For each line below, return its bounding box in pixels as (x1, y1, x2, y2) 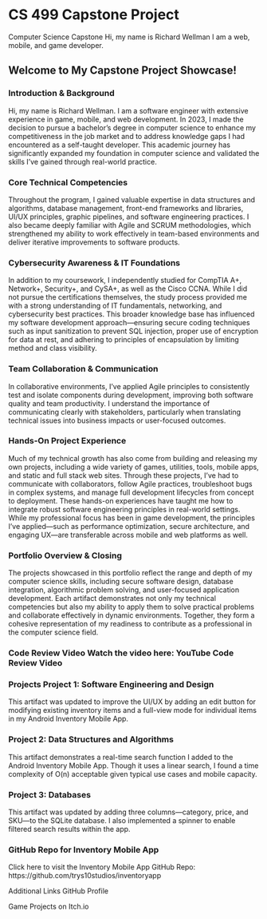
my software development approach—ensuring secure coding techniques (8, 318, 250, 328)
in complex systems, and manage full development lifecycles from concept (8, 487, 254, 497)
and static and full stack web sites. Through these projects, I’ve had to (8, 470, 239, 480)
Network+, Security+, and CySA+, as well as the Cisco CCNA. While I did (8, 284, 248, 293)
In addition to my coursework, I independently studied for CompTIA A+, (8, 276, 242, 285)
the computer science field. (8, 627, 99, 637)
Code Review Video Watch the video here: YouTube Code (8, 647, 234, 658)
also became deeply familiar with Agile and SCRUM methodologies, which (8, 220, 252, 229)
